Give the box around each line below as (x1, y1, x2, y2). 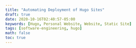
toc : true (5, 35, 26, 40)
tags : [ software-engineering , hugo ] (5, 26, 82, 31)
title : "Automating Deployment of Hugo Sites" (5, 7, 105, 12)
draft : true (5, 12, 30, 17)
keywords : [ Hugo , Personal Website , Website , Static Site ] (5, 21, 132, 26)
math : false (5, 30, 30, 35)
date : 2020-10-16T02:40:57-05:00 (5, 16, 76, 21)
